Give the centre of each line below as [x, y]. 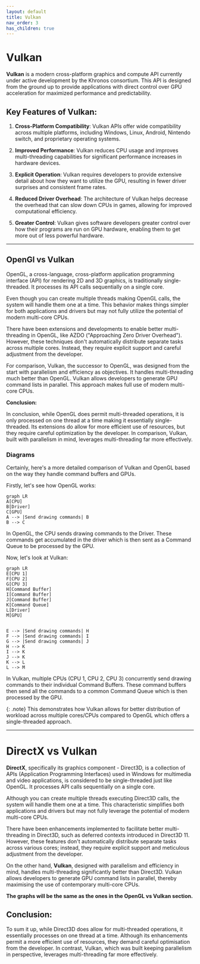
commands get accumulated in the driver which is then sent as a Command [99, 540]
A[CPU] [14, 502]
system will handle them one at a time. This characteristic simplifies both [95, 805]
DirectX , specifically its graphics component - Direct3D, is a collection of [96, 768]
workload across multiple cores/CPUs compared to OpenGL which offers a [98, 715]
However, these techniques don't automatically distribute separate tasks [95, 341]
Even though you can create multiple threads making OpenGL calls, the [93, 298]
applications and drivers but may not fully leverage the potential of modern [98, 811]
